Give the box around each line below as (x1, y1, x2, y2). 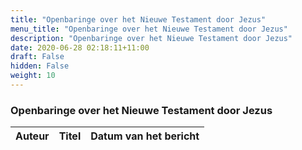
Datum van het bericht (90, 129, 200, 143)
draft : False (10, 52, 65, 62)
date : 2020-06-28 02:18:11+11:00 (10, 42, 150, 53)
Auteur (15, 129, 50, 143)
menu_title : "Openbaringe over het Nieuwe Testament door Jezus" (10, 24, 288, 34)
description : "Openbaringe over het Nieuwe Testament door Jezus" (10, 33, 293, 43)
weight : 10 (10, 71, 56, 81)
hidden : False (10, 61, 70, 71)
